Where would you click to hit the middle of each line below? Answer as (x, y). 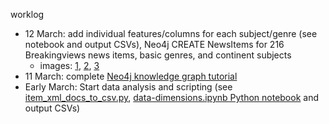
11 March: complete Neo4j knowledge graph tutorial (131, 76)
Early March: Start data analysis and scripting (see (128, 87)
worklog (27, 14)
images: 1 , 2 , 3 (69, 65)
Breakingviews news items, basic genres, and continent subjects (158, 55)
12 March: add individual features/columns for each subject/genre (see (171, 33)
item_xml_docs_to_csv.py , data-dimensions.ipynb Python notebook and (171, 97)
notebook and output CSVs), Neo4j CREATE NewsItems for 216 (154, 44)
